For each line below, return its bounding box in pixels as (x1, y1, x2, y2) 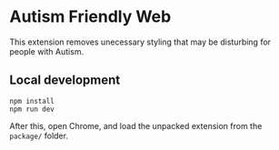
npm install (9, 96, 55, 105)
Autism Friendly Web (9, 6, 172, 27)
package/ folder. (9, 130, 68, 141)
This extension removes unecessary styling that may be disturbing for (9, 36, 271, 47)
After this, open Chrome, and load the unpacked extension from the (9, 120, 263, 131)
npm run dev (9, 105, 55, 114)
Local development (9, 73, 121, 88)
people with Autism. (9, 45, 85, 56)
